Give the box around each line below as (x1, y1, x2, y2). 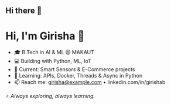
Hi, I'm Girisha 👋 (5, 29, 85, 43)
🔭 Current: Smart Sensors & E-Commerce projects (13, 66, 135, 73)
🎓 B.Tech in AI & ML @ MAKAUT (13, 49, 95, 56)
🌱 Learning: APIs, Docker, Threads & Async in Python (13, 72, 143, 79)
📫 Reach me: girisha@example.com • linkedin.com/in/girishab (13, 79, 166, 86)
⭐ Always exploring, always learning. (5, 93, 95, 100)
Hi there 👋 (5, 6, 42, 16)
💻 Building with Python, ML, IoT (13, 58, 91, 65)
